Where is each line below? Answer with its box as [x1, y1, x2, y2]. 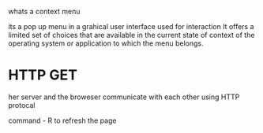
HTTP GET [8, 66, 77, 84]
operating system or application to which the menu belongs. [8, 39, 204, 48]
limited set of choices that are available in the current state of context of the [8, 31, 255, 39]
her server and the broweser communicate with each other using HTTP [8, 92, 240, 102]
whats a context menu [8, 7, 81, 16]
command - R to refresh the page [8, 116, 117, 125]
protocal [8, 100, 36, 109]
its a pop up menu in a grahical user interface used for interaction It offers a [8, 22, 254, 31]
